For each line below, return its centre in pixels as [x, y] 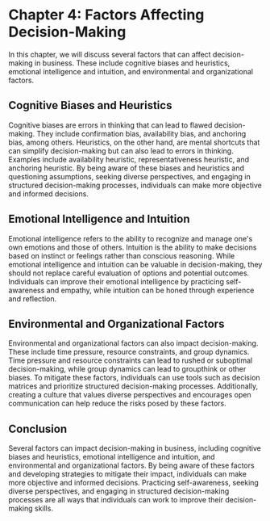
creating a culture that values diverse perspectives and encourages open [130, 395]
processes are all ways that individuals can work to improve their [116, 500]
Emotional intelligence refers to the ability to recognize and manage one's [131, 238]
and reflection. [33, 298]
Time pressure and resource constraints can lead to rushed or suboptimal [131, 360]
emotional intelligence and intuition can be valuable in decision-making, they [135, 264]
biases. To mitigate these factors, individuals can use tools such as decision [134, 378]
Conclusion [38, 429]
